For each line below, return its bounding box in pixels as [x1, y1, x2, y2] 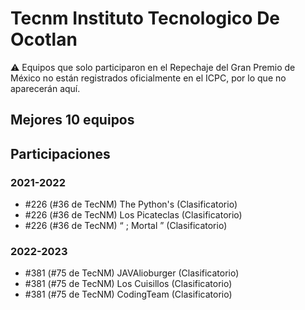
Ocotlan [10, 28, 78, 51]
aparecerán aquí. [10, 82, 81, 94]
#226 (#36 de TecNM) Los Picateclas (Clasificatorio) [24, 209, 243, 221]
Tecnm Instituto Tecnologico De [10, 7, 281, 30]
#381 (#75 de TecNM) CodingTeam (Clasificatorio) [24, 288, 233, 301]
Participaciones [10, 145, 111, 162]
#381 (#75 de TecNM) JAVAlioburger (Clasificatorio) [24, 267, 240, 279]
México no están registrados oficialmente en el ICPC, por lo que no [10, 72, 287, 84]
